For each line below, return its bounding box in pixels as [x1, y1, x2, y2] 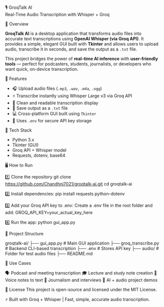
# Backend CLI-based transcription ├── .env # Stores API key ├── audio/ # [5, 246, 159, 251]
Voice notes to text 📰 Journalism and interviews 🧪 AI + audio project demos [5, 277, 158, 283]
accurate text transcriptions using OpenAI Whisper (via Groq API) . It [5, 36, 144, 41]
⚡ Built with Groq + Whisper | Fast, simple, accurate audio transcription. [5, 297, 150, 302]
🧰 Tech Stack [5, 127, 32, 133]
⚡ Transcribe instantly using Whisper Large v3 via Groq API [12, 93, 133, 99]
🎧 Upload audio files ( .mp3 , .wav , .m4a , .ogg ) [12, 85, 102, 91]
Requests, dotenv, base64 [12, 152, 65, 158]
